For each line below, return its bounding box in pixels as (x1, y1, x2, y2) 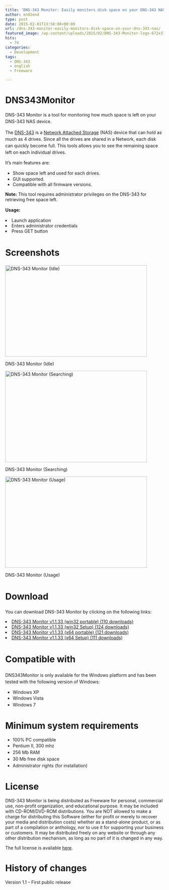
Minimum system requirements (5, 720, 139, 731)
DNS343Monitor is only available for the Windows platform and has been (5, 672, 156, 678)
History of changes (5, 862, 87, 874)
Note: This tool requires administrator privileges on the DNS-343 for (5, 191, 147, 197)
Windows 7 (12, 701, 36, 707)
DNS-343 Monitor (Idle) (5, 361, 54, 367)
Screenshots (5, 247, 60, 259)
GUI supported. (12, 176, 45, 182)
